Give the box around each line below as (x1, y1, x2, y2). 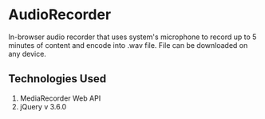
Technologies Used (8, 72, 106, 85)
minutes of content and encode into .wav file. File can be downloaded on (8, 40, 248, 50)
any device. (8, 49, 46, 58)
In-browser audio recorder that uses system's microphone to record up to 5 (8, 32, 257, 42)
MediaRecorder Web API (19, 93, 101, 103)
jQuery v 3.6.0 (19, 101, 67, 111)
